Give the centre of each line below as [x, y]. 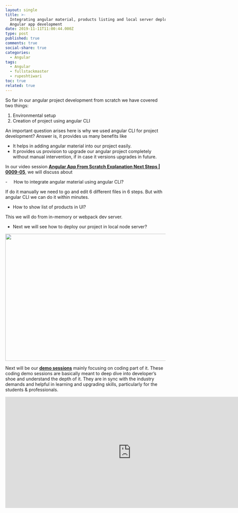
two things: [17, 105]
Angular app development [36, 24]
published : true [22, 39]
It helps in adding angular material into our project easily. [72, 146]
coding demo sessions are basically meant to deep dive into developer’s [81, 373]
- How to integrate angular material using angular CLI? [64, 182]
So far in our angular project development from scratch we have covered [81, 100]
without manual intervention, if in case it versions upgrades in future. [85, 157]
